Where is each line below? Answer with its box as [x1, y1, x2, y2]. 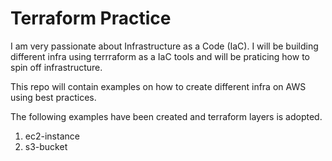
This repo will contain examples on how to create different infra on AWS [10, 80, 307, 92]
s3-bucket [24, 140, 68, 152]
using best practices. [10, 91, 97, 103]
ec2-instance [24, 130, 80, 142]
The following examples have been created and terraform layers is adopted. [10, 110, 323, 122]
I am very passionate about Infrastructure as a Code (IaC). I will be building [10, 40, 319, 52]
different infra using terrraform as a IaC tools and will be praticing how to [10, 50, 310, 62]
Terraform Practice [10, 7, 172, 30]
